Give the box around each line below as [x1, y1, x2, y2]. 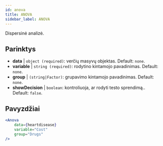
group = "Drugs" [14, 131, 43, 136]
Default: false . [12, 90, 43, 96]
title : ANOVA [5, 12, 32, 17]
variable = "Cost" [14, 127, 48, 132]
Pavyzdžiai [5, 104, 40, 113]
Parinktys [5, 44, 36, 53]
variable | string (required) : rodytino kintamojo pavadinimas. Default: [12, 63, 159, 69]
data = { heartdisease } [14, 122, 57, 127]
